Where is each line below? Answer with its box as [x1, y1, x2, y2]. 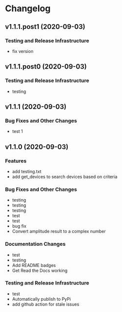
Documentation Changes [5, 241, 66, 248]
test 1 [12, 129, 23, 134]
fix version [12, 48, 34, 54]
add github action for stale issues [12, 301, 80, 307]
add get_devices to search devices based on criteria [12, 174, 118, 180]
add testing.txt [12, 168, 41, 174]
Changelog [5, 3, 51, 14]
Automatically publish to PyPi [12, 296, 71, 302]
